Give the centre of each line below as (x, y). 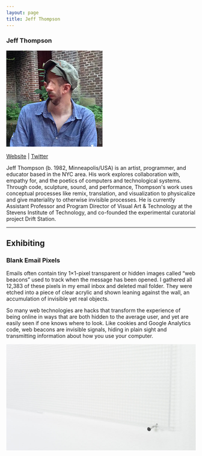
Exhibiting (26, 243)
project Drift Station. (31, 218)
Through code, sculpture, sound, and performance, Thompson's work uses (99, 187)
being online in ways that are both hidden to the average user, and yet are (97, 317)
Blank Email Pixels (33, 260)
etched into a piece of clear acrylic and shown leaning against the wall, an (98, 292)
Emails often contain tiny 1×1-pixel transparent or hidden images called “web (101, 274)
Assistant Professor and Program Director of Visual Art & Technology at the (99, 206)
